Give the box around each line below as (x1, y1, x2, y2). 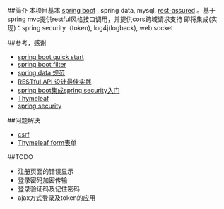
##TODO (7, 153, 33, 160)
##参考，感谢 (7, 39, 47, 47)
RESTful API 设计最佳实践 (17, 77, 92, 86)
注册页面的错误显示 (17, 167, 74, 175)
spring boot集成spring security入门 (17, 87, 120, 94)
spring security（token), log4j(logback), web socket (22, 24, 174, 32)
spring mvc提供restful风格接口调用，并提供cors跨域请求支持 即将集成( (7, 15, 211, 23)
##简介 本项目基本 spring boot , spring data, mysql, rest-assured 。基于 (7, 6, 216, 14)
